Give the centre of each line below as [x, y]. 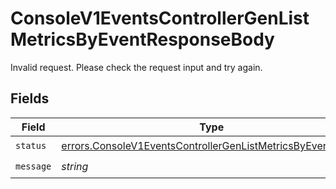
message [33, 166]
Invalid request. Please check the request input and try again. [136, 67]
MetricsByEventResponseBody [142, 39]
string [75, 167]
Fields [30, 98]
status [31, 146]
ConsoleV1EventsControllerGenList [160, 18]
